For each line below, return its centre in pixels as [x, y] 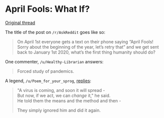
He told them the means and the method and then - [69, 101]
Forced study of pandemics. [46, 71]
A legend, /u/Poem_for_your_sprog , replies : [48, 81]
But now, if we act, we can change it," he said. [64, 95]
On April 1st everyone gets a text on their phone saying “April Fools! [85, 42]
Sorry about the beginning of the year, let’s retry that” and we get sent [88, 47]
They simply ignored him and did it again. [59, 110]
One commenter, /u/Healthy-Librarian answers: [55, 61]
